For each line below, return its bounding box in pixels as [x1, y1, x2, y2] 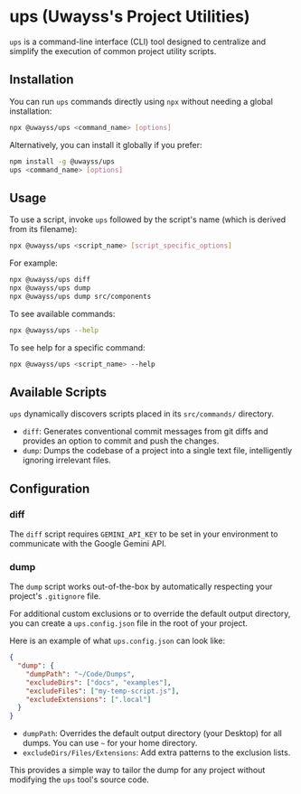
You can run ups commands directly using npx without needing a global [9, 96, 274, 107]
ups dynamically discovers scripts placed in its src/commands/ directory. [9, 408, 274, 419]
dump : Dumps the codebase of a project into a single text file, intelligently [22, 445, 293, 456]
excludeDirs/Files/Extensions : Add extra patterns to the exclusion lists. [22, 747, 291, 758]
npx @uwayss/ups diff [9, 276, 91, 285]
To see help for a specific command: [9, 341, 146, 353]
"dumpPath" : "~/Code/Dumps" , [25, 669, 136, 678]
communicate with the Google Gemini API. [9, 537, 167, 548]
